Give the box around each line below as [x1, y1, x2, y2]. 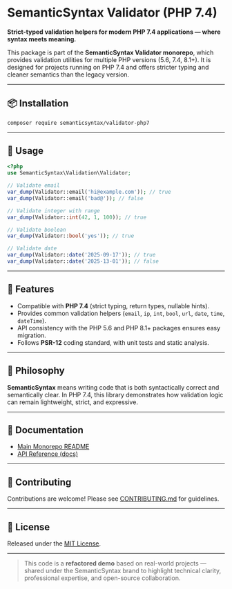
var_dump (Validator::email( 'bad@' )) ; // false [7, 194, 144, 201]
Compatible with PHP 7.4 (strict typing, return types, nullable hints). [17, 301, 209, 310]
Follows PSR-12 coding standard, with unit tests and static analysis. [17, 338, 209, 346]
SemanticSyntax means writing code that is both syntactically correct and [7, 383, 220, 391]
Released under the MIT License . [7, 539, 101, 548]
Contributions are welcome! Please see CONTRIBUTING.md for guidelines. [7, 495, 220, 503]
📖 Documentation [7, 424, 84, 436]
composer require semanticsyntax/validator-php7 [7, 119, 150, 126]
